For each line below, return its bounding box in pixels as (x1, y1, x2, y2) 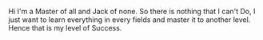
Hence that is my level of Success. (8, 24, 122, 32)
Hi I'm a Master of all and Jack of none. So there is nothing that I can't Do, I (8, 7, 256, 16)
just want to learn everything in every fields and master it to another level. (8, 15, 251, 24)
